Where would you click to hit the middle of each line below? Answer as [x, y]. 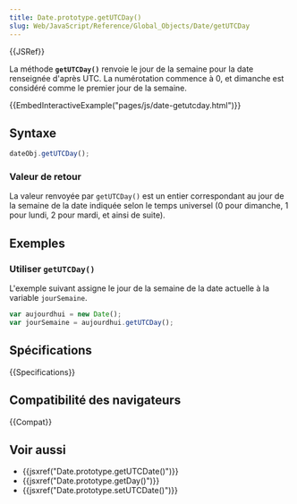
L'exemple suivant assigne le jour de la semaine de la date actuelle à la [140, 288]
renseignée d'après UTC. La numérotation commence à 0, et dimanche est [147, 78]
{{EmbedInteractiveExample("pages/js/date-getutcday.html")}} [125, 105]
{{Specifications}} [42, 372]
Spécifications [51, 350]
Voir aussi [38, 450]
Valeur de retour [46, 177]
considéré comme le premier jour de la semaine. [98, 88]
